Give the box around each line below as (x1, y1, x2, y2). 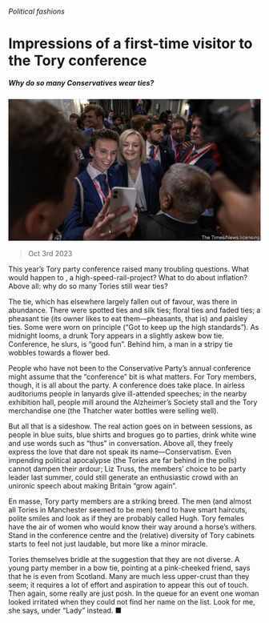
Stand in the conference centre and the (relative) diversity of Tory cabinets (8, 531, 255, 541)
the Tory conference (8, 51, 147, 70)
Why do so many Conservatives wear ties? (8, 78, 155, 88)
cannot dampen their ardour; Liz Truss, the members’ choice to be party (8, 464, 247, 474)
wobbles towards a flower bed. (8, 348, 110, 358)
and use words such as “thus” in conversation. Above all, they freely (8, 439, 234, 448)
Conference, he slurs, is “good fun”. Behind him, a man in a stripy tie (8, 340, 234, 349)
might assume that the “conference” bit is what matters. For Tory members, (8, 372, 257, 382)
